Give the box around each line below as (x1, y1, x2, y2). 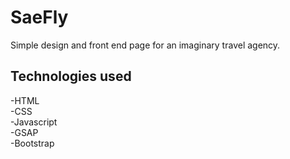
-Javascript (10, 116, 58, 128)
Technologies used (10, 68, 132, 85)
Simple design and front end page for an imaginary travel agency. (10, 39, 281, 51)
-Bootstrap (10, 137, 55, 149)
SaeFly (10, 6, 69, 29)
